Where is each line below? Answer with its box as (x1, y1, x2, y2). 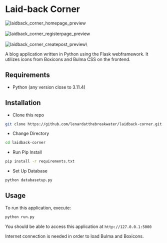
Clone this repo (12, 111, 44, 118)
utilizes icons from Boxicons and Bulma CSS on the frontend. (5, 56, 131, 62)
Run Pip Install (12, 149, 42, 155)
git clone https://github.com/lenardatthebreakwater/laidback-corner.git (5, 121, 162, 126)
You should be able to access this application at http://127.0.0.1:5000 (5, 223, 152, 229)
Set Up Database (12, 168, 47, 174)
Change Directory (12, 130, 49, 136)
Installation (5, 98, 41, 107)
